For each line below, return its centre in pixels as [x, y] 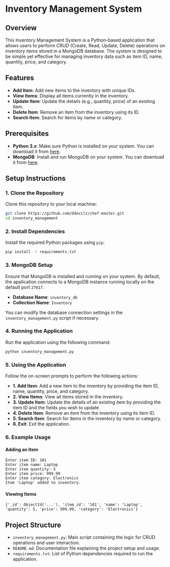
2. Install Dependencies [35, 231]
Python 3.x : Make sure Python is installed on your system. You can [83, 146]
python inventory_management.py [40, 351]
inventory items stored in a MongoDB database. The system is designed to [84, 51]
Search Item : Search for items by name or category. [67, 117]
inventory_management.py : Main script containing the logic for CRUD [84, 537]
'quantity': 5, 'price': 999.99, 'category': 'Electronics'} [72, 509]
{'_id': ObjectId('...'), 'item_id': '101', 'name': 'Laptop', [74, 505]
